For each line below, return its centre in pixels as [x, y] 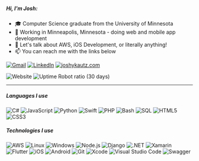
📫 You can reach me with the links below [65, 51]
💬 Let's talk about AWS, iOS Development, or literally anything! [91, 44]
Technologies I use [30, 130]
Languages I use [27, 95]
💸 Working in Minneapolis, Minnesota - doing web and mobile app [95, 32]
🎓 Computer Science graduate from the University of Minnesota [94, 23]
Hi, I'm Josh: [22, 8]
